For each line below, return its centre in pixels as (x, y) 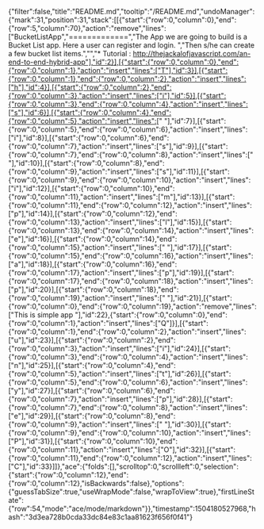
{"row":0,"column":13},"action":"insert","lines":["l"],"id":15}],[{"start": (120, 222)
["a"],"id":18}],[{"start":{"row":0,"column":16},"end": (93, 264)
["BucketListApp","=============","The (78, 36)
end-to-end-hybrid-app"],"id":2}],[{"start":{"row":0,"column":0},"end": (124, 62)
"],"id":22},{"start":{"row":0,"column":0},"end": (151, 315)
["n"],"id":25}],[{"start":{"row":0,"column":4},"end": (92, 365)
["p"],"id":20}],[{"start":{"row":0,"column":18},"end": (94, 289)
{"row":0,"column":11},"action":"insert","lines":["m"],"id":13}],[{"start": (122, 197)
